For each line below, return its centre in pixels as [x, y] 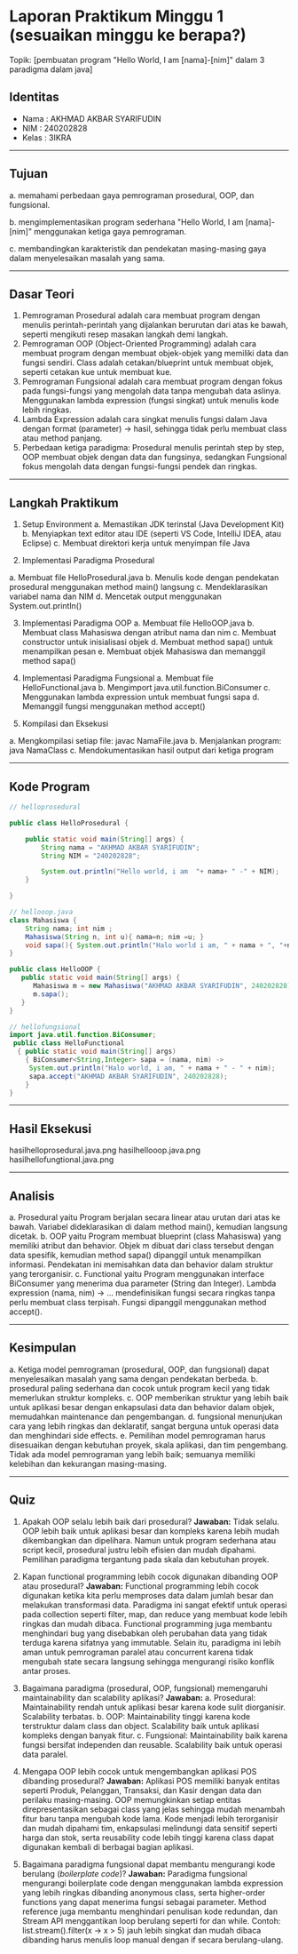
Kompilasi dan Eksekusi [65, 724]
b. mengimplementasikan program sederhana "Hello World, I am [126, 222]
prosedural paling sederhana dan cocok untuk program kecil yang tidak [140, 1388]
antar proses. [46, 1671]
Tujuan [29, 174]
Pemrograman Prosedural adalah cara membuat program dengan [141, 315]
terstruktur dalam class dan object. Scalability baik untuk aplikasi [141, 1726]
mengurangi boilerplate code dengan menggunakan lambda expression [153, 1883]
